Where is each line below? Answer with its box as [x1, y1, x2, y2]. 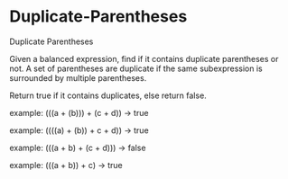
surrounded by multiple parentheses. [9, 72, 147, 83]
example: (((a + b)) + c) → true [9, 159, 124, 170]
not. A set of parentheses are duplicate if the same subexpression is [9, 63, 264, 74]
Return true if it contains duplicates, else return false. [9, 90, 208, 101]
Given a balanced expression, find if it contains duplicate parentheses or [9, 53, 279, 64]
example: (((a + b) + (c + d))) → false [9, 142, 146, 153]
